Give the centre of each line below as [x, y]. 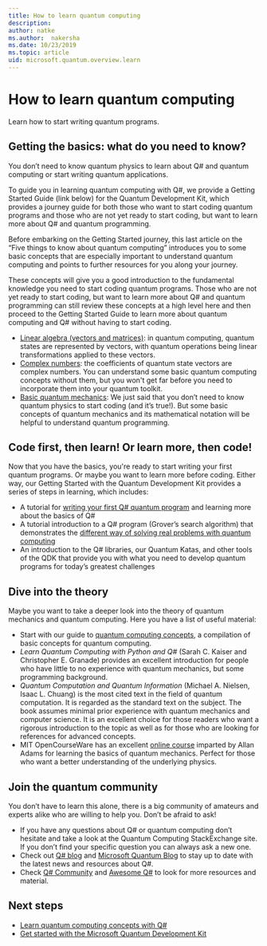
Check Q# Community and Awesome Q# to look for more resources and [138, 873]
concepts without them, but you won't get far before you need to [126, 380]
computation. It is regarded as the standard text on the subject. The [130, 703]
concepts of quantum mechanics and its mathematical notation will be [135, 414]
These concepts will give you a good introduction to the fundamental [121, 280]
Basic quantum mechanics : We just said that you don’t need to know [132, 397]
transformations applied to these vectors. [87, 355]
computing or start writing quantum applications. [88, 174]
